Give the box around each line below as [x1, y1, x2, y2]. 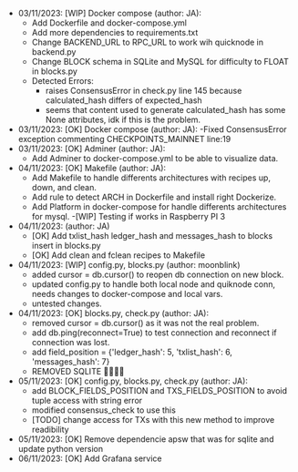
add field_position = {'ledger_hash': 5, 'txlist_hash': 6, [31, 346, 232, 357]
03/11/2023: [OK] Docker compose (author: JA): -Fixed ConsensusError [17, 124, 287, 135]
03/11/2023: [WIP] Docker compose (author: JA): [17, 8, 202, 18]
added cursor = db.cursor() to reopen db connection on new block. [31, 269, 284, 280]
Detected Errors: [31, 76, 94, 86]
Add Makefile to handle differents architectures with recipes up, [31, 172, 272, 183]
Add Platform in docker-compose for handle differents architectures [31, 201, 287, 212]
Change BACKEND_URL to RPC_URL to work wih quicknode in [31, 36, 264, 47]
